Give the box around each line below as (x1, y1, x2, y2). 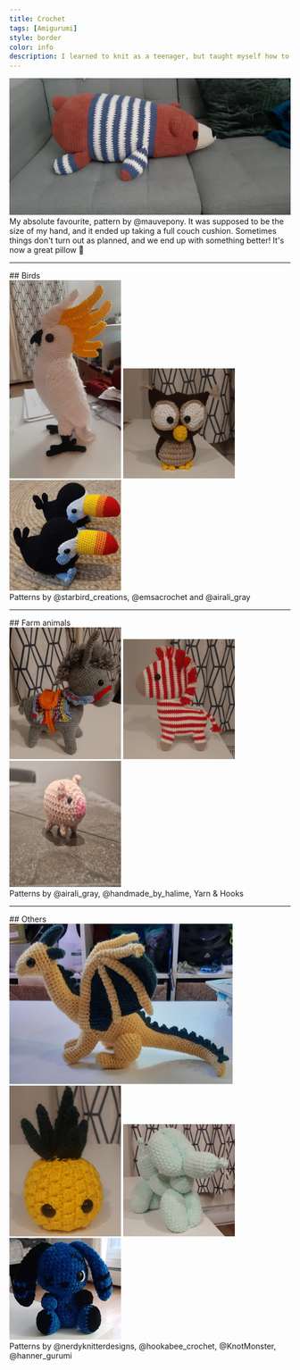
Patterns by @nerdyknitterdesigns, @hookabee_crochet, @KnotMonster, (9, 1341, 277, 1351)
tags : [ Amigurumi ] (9, 23, 78, 33)
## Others (9, 914, 47, 924)
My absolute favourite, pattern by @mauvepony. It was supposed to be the (9, 215, 284, 227)
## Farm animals (9, 617, 71, 628)
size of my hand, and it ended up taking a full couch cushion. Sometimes (9, 225, 277, 236)
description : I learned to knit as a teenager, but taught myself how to (9, 52, 290, 62)
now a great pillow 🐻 (9, 244, 85, 255)
